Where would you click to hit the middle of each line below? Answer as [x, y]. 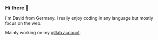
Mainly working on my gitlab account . [43, 33]
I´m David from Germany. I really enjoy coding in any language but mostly [79, 18]
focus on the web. [23, 23]
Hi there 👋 [17, 8]
